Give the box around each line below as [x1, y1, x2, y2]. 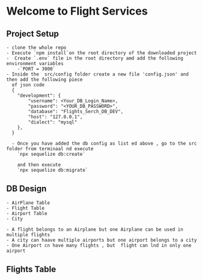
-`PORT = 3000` [17, 66, 56, 72]
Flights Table [6, 264, 57, 275]
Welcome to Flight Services [6, 4, 148, 18]
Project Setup [6, 29, 60, 39]
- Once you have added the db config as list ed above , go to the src [12, 141, 198, 147]
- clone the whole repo [6, 44, 67, 51]
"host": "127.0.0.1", [28, 114, 83, 120]
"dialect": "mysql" [28, 119, 78, 125]
